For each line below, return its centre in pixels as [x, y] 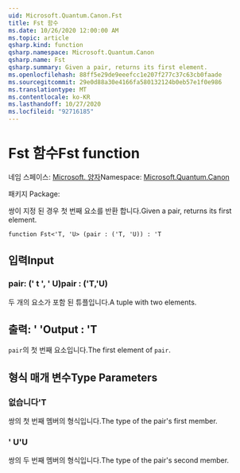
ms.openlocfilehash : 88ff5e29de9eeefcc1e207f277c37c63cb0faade [115, 75]
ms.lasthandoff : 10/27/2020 [55, 104]
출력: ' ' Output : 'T [53, 330]
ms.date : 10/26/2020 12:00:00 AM [64, 30]
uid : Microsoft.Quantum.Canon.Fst [66, 16]
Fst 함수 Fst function [74, 154]
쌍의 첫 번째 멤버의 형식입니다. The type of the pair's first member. [113, 421]
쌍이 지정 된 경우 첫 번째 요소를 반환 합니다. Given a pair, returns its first [120, 211]
